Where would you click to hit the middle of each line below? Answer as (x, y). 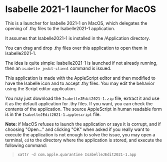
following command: (26, 145)
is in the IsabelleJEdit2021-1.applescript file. (53, 114)
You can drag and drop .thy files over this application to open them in (76, 48)
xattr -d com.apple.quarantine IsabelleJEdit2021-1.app (77, 154)
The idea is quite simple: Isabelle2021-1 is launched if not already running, (81, 63)
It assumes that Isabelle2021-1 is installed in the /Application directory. (77, 38)
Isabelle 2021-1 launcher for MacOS (81, 9)
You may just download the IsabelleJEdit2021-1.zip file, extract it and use (82, 98)
